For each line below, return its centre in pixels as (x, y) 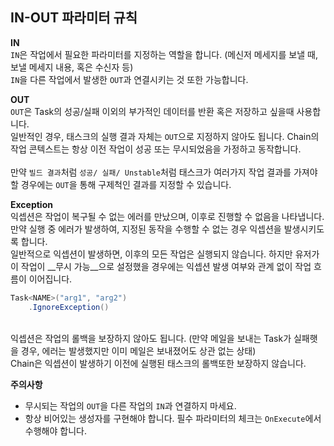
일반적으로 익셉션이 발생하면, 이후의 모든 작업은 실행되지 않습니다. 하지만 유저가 (165, 254)
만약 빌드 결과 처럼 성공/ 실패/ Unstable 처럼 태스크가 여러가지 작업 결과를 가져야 (164, 172)
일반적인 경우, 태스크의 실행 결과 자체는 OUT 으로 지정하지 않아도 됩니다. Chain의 (165, 136)
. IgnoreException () (69, 307)
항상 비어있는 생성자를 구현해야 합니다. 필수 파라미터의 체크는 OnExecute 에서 (173, 418)
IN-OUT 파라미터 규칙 (74, 18)
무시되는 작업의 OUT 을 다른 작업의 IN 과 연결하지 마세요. (130, 405)
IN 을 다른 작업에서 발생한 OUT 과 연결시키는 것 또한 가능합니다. (129, 79)
